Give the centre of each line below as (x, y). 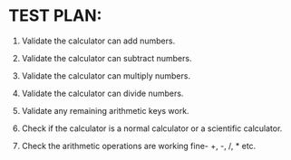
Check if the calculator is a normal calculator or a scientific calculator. (152, 128)
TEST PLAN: (55, 16)
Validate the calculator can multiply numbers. (106, 75)
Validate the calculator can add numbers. (98, 41)
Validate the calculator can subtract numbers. (107, 58)
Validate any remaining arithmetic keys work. (105, 110)
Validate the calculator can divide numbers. (102, 93)
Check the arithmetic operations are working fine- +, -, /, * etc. (139, 146)
